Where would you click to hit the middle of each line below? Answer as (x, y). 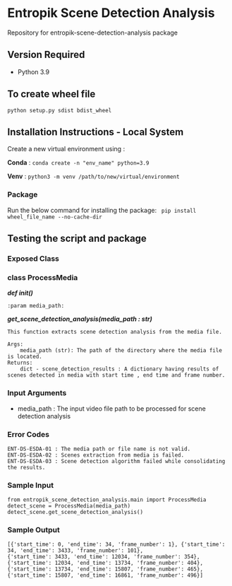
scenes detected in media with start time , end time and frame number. (116, 375)
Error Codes (28, 434)
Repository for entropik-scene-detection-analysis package (93, 33)
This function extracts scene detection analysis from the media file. (115, 332)
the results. (26, 467)
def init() (20, 293)
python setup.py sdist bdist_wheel (60, 110)
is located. (25, 357)
